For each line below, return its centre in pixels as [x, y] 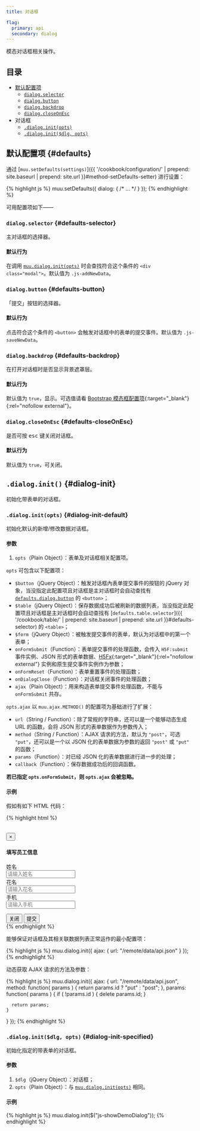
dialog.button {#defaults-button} [56, 289]
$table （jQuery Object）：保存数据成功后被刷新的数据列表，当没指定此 [101, 606]
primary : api [28, 28]
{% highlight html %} [32, 818]
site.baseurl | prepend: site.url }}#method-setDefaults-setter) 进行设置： [95, 176]
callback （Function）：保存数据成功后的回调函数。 [77, 764]
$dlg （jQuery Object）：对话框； [54, 1080]
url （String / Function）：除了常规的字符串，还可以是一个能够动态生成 [101, 720]
